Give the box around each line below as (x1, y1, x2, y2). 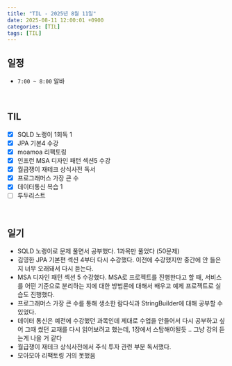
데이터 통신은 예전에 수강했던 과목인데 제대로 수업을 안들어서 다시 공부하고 (17, 317, 218, 325)
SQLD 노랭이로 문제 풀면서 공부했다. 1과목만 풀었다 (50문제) (17, 247, 180, 255)
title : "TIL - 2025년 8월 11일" (7, 10, 97, 17)
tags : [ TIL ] (7, 29, 42, 37)
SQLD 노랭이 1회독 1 (17, 130, 73, 138)
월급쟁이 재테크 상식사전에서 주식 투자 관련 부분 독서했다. (17, 342, 172, 351)
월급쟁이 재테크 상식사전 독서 (17, 165, 96, 174)
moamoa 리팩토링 (17, 148, 67, 156)
